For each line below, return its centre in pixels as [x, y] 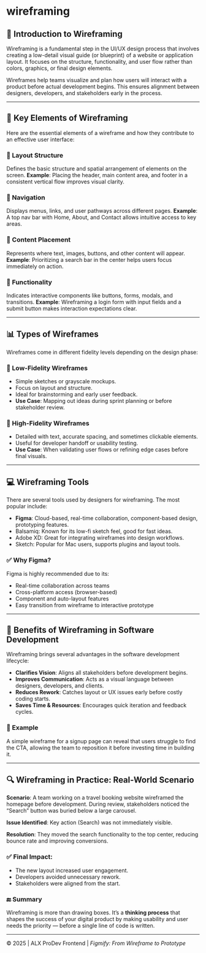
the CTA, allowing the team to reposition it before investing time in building [100, 748]
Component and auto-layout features [62, 599]
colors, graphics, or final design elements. [59, 68]
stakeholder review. [40, 408]
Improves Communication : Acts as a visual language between [94, 679]
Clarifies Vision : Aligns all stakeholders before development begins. [101, 673]
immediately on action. [35, 266]
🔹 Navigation [26, 197]
